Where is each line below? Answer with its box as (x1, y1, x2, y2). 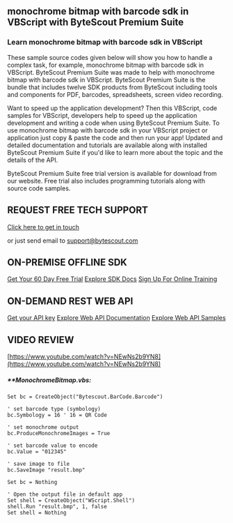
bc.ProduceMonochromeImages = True (7, 430, 111, 437)
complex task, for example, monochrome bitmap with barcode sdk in (7, 61, 204, 69)
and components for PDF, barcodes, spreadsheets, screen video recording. (7, 90, 224, 98)
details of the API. (7, 156, 58, 164)
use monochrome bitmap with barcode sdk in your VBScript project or (7, 126, 208, 135)
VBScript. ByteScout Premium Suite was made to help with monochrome (7, 68, 215, 76)
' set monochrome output (7, 423, 79, 431)
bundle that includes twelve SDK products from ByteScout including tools (7, 83, 218, 91)
